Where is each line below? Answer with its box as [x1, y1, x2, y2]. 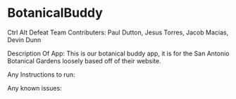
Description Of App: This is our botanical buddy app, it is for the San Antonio [7, 49, 230, 58]
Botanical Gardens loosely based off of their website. [7, 56, 161, 65]
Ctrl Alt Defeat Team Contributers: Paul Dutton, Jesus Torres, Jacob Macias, [7, 28, 229, 37]
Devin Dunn [7, 35, 42, 44]
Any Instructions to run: [7, 70, 75, 79]
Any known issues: [7, 84, 62, 92]
